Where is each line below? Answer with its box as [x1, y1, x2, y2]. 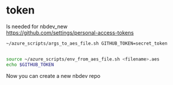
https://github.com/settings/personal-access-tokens [6, 29, 134, 36]
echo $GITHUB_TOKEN [6, 62, 54, 67]
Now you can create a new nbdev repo [6, 72, 100, 79]
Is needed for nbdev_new [6, 23, 68, 30]
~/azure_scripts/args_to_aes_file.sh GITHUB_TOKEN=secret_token [6, 40, 168, 46]
